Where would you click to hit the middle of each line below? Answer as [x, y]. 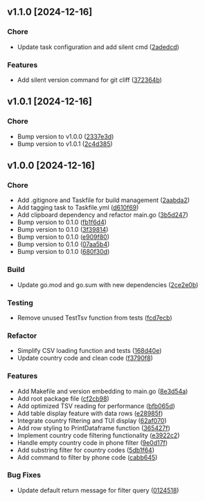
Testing [20, 302]
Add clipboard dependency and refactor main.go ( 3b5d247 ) [102, 215]
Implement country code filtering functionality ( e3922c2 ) [98, 435]
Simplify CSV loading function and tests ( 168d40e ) [89, 351]
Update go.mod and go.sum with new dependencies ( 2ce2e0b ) [108, 284]
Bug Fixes [24, 475]
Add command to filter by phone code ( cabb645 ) [87, 457]
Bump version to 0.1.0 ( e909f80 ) [63, 237]
